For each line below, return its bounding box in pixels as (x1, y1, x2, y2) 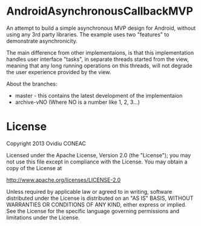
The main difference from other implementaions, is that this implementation (6, 49, 194, 56)
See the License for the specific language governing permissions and (6, 207, 180, 214)
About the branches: (6, 80, 58, 87)
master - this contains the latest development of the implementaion (15, 92, 183, 99)
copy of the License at (6, 164, 62, 171)
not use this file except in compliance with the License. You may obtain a (6, 158, 188, 165)
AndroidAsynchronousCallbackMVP (6, 4, 194, 18)
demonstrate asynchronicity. (6, 37, 77, 44)
